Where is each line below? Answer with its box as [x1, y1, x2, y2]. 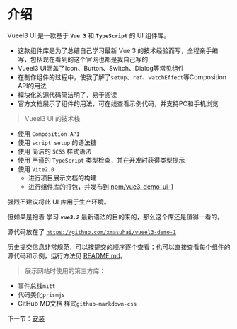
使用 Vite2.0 [17, 164, 54, 173]
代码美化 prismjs [17, 290, 65, 299]
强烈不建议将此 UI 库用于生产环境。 [7, 197, 111, 206]
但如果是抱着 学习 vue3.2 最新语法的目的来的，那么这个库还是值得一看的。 [7, 212, 224, 221]
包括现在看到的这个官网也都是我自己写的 [30, 54, 149, 64]
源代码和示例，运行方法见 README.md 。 [7, 251, 127, 260]
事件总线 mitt [17, 281, 56, 290]
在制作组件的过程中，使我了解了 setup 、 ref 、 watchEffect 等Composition [17, 72, 227, 81]
